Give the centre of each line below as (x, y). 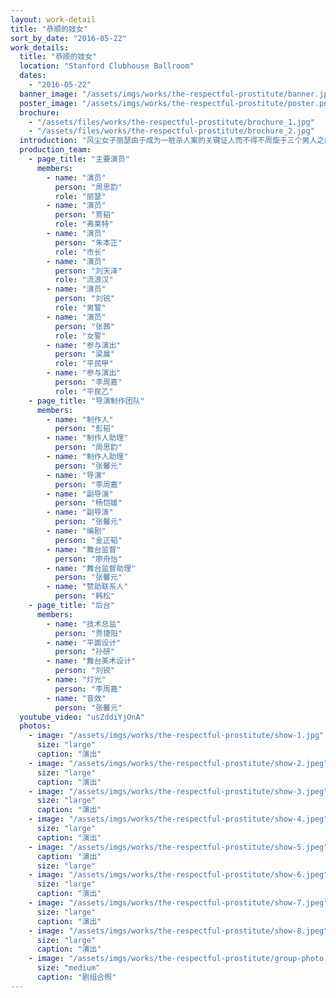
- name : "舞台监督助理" (91, 568)
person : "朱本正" (88, 242)
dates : (33, 76)
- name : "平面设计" (84, 642)
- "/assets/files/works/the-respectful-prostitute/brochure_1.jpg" (171, 122)
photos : (35, 726)
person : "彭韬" (84, 429)
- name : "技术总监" (84, 624)
